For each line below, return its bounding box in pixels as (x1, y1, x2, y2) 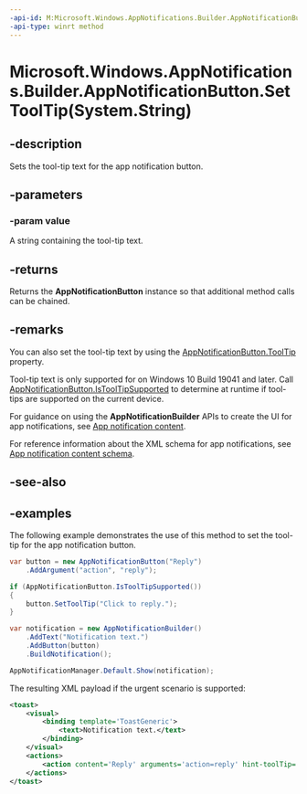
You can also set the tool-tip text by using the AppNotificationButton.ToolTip (9, 346, 297, 357)
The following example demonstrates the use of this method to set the (9, 530, 274, 541)
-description (9, 136, 82, 152)
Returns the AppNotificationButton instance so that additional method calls (9, 286, 295, 297)
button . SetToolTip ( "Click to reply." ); (26, 599, 178, 609)
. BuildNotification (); (26, 650, 112, 659)
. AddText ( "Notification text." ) (26, 632, 149, 642)
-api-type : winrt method (9, 22, 104, 31)
